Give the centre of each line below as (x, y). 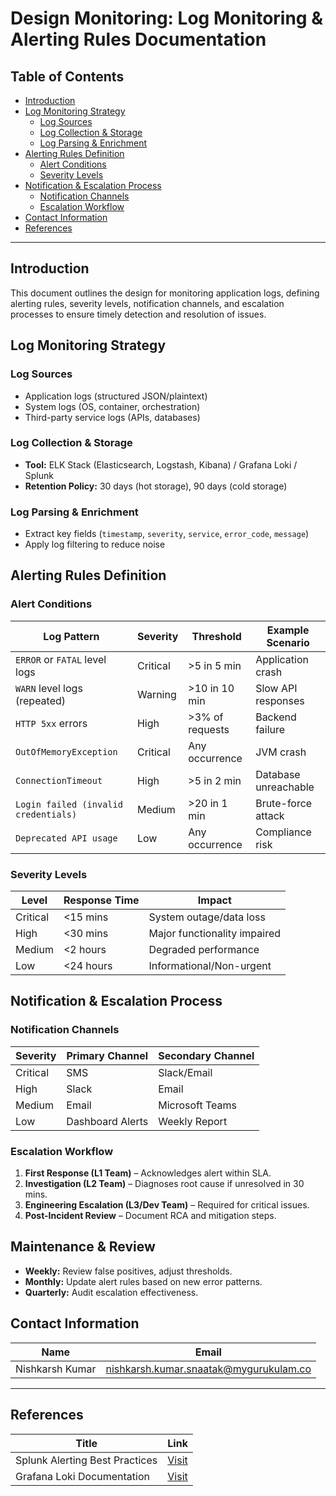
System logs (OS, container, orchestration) (112, 406)
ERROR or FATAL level (61, 659)
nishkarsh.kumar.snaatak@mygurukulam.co (208, 1369)
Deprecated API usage (66, 838)
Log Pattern (71, 636)
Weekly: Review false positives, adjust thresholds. (128, 1271)
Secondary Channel (206, 1055)
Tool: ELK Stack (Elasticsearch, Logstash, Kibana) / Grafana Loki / (161, 464)
